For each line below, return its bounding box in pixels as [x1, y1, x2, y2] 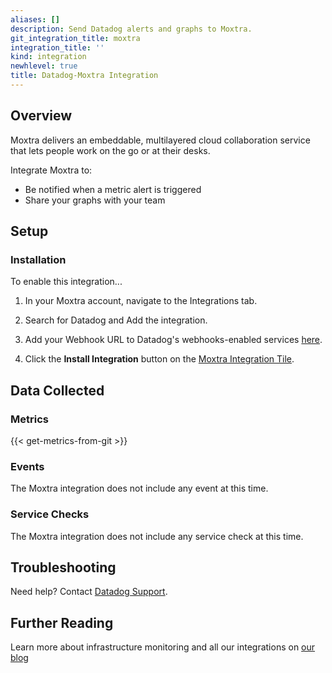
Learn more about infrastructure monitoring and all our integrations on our [10, 641, 316, 653]
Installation [10, 253, 67, 266]
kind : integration [10, 52, 87, 62]
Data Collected [10, 382, 105, 399]
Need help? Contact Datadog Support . [10, 586, 168, 598]
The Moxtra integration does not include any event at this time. [10, 482, 269, 495]
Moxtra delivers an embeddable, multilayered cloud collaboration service [10, 134, 311, 146]
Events [10, 459, 45, 473]
